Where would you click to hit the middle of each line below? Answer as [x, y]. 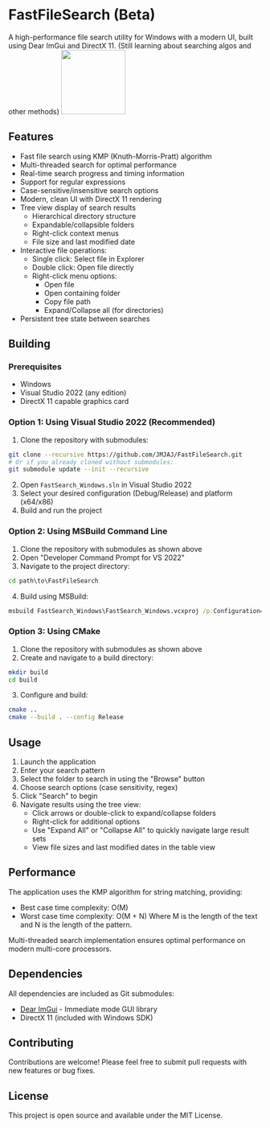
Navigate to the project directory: [75, 566]
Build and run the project [61, 510]
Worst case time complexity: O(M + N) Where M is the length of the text [139, 916]
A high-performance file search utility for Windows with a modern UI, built [131, 37]
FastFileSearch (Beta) [82, 15]
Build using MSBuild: [54, 596]
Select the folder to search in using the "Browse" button [112, 779]
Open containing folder [82, 293]
